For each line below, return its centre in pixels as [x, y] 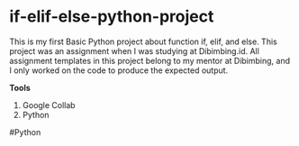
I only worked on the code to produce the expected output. [119, 70]
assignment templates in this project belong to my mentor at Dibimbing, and [150, 60]
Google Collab [49, 105]
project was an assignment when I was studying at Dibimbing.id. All [134, 50]
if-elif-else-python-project [112, 17]
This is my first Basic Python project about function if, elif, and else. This [143, 41]
